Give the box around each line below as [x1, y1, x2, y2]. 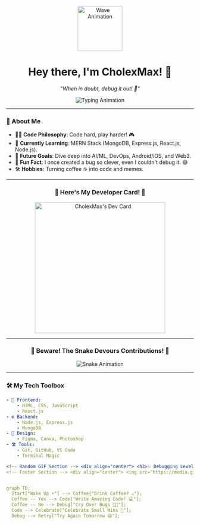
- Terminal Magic [17, 453, 60, 459]
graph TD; [6, 485, 31, 491]
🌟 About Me [6, 117, 41, 125]
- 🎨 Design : [6, 431, 36, 437]
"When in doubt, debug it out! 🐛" [60, 85, 140, 92]
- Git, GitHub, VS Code [17, 447, 76, 453]
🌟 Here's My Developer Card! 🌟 [54, 188, 146, 197]
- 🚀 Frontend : [6, 397, 42, 403]
